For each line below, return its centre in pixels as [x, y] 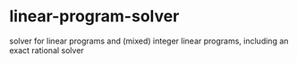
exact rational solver [47, 50]
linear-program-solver [94, 16]
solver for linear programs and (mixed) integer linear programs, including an [149, 41]
